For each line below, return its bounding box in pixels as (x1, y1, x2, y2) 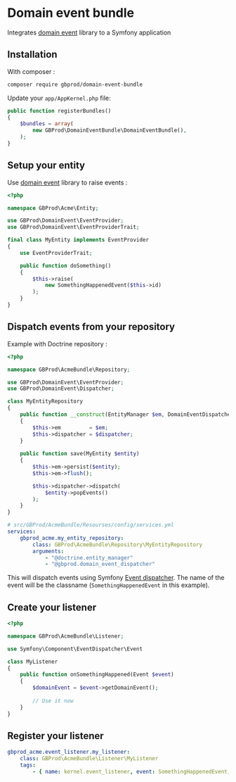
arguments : (32, 548, 65, 555)
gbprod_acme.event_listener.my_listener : (7, 748, 131, 756)
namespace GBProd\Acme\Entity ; (7, 204, 99, 212)
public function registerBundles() (7, 107, 112, 114)
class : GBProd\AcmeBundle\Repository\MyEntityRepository (32, 541, 202, 548)
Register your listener (7, 730, 104, 742)
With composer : (7, 67, 55, 75)
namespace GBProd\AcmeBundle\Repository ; (7, 366, 131, 373)
